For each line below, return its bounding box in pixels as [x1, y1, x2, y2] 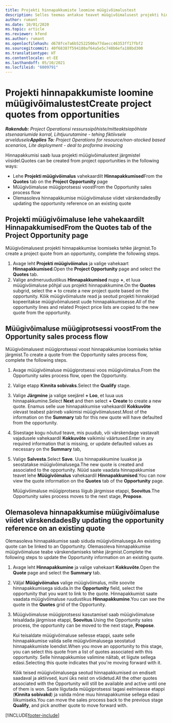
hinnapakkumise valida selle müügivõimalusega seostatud [12, 638, 136, 644]
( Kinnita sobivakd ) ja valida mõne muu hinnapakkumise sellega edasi [12, 691, 160, 697]
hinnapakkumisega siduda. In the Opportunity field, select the [12, 585, 143, 591]
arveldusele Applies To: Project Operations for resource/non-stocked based [5, 137, 165, 143]
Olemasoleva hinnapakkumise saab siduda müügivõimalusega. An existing [5, 537, 161, 544]
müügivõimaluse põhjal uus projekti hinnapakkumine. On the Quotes [12, 282, 156, 288]
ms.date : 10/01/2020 [5, 22, 50, 27]
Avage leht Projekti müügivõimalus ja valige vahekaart [12, 260, 129, 266]
